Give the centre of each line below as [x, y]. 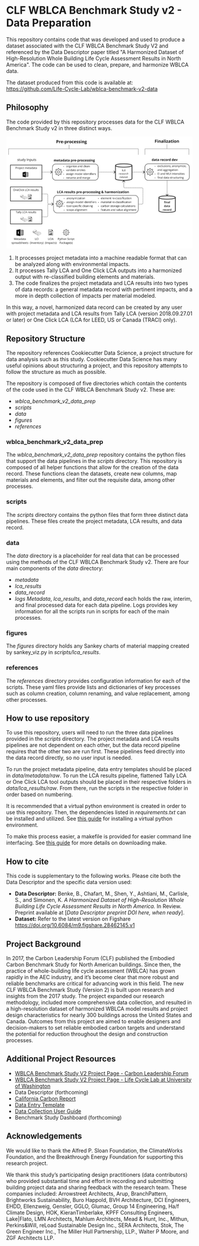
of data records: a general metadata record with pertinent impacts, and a [103, 289]
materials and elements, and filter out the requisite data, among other [91, 480]
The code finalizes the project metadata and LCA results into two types [101, 283]
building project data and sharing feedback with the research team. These [97, 1187]
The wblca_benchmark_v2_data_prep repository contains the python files [96, 455]
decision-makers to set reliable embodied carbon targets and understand [95, 1027]
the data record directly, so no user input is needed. [69, 758]
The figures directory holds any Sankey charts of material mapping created [98, 646]
